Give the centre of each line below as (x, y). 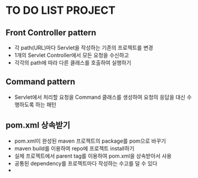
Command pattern (40, 82)
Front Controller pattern (51, 33)
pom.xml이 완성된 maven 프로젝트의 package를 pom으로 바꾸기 (90, 141)
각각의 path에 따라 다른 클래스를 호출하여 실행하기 (73, 63)
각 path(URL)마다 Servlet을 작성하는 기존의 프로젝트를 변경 (84, 48)
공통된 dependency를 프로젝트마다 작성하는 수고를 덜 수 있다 (86, 163)
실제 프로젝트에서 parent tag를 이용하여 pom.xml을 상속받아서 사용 (93, 156)
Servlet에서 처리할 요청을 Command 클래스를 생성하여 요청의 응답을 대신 (100, 97)
